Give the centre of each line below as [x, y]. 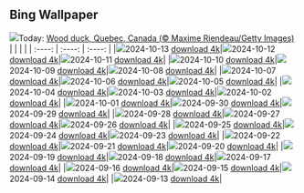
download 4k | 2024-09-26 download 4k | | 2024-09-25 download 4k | [147, 124]
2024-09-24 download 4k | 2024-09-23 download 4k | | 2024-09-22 [145, 135]
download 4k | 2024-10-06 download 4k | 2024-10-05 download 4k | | [146, 81]
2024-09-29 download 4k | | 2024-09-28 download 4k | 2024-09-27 [145, 114]
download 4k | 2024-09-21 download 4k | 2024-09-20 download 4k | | [147, 146]
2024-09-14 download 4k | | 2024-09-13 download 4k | [116, 178]
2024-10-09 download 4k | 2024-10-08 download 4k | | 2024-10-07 [143, 70]
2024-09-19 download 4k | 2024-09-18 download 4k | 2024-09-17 [140, 157]
